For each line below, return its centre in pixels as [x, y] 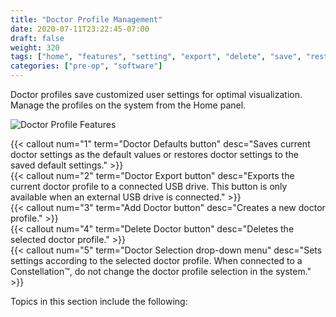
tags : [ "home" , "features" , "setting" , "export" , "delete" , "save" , [156, 57]
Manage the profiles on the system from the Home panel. [128, 105]
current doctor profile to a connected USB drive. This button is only [149, 186]
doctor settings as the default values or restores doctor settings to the [154, 154]
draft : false [37, 38]
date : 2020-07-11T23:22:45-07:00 [80, 29]
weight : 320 [35, 47]
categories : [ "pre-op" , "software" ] [86, 66]
